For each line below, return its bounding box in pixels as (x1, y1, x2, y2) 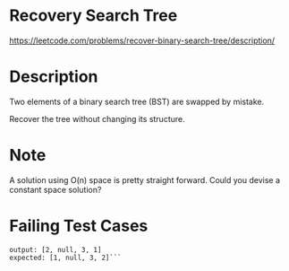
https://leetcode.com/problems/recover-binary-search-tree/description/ (9, 35, 276, 46)
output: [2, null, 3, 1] (9, 245, 102, 254)
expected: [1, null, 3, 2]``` (9, 253, 123, 262)
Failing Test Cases (9, 216, 149, 236)
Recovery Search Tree (9, 5, 178, 26)
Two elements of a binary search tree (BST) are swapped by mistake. (9, 96, 265, 107)
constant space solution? (9, 184, 102, 195)
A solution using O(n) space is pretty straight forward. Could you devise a (9, 174, 280, 185)
